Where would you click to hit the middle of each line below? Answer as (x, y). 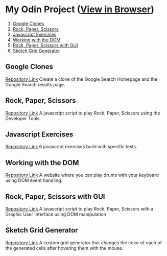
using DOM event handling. (34, 180)
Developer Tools (22, 118)
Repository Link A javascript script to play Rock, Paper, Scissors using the (83, 113)
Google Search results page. (35, 84)
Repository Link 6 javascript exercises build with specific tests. (71, 147)
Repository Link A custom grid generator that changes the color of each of (84, 242)
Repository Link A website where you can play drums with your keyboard (82, 175)
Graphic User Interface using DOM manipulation (56, 214)
